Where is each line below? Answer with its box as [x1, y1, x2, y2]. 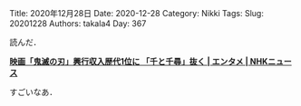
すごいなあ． [9, 87, 57, 97]
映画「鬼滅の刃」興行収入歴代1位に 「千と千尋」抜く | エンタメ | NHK [9, 56, 268, 66]
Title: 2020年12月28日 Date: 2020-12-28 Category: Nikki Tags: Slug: [9, 8, 265, 18]
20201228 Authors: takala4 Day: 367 [9, 18, 147, 29]
